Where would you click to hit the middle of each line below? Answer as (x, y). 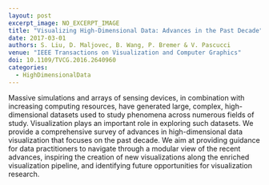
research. (24, 174)
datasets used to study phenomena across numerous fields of (152, 114)
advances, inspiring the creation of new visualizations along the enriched (129, 157)
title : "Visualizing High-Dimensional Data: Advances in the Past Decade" (136, 30)
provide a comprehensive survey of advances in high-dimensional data (125, 132)
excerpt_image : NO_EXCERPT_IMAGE (64, 23)
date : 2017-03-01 (37, 38)
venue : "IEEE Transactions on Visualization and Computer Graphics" (125, 53)
